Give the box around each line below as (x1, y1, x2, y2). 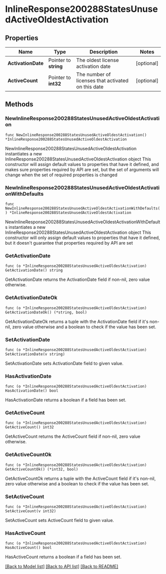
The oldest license (76, 57, 119, 63)
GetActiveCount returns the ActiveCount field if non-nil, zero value (5, 433, 141, 439)
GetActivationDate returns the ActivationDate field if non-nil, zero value (5, 276, 150, 283)
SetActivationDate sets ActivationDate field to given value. (5, 360, 124, 366)
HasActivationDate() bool (5, 388, 58, 393)
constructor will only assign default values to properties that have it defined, (5, 234, 160, 241)
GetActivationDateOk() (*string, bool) (5, 310, 87, 315)
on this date (76, 83, 104, 90)
